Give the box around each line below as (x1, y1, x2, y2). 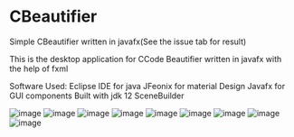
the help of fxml (9, 63, 69, 74)
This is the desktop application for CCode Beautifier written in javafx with (9, 53, 282, 64)
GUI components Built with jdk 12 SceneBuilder (9, 90, 185, 101)
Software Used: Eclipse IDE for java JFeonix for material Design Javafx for (9, 80, 286, 91)
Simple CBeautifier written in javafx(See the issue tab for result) (9, 36, 247, 47)
